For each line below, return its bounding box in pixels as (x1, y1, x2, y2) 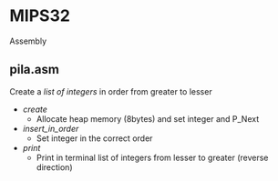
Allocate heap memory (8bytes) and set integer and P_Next (36, 113, 260, 124)
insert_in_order (22, 123, 79, 134)
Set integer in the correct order (36, 133, 153, 144)
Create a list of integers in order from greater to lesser (9, 85, 212, 96)
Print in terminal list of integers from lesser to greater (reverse (36, 152, 269, 163)
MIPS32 (9, 5, 71, 26)
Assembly (9, 35, 47, 46)
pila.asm (9, 62, 59, 77)
